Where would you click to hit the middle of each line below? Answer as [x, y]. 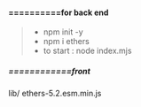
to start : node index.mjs [87, 51]
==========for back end [59, 12]
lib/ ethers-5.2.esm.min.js [55, 94]
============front [49, 71]
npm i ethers [66, 42]
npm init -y [63, 32]
